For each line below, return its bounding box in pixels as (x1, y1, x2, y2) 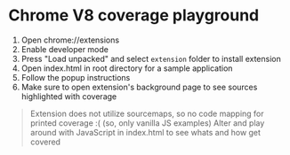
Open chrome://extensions (20, 35, 120, 45)
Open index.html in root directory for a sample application (20, 63, 233, 74)
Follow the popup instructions (20, 72, 131, 82)
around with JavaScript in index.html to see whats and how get (29, 127, 262, 137)
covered (29, 136, 61, 147)
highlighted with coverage (20, 90, 117, 102)
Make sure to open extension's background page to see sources (20, 81, 258, 92)
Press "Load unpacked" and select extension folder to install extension (20, 53, 281, 64)
